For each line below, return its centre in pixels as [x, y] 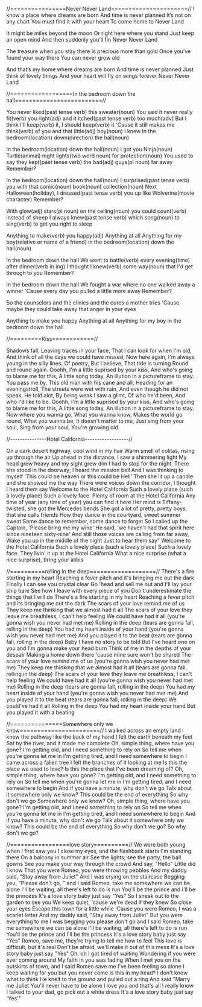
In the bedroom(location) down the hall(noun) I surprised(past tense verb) [98, 180]
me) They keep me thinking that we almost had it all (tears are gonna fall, [97, 668]
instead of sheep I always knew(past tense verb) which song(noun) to [93, 217]
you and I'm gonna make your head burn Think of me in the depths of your [99, 648]
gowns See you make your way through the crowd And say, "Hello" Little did [101, 864]
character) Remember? [35, 199]
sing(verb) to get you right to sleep [49, 224]
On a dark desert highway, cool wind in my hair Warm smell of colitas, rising [100, 451]
